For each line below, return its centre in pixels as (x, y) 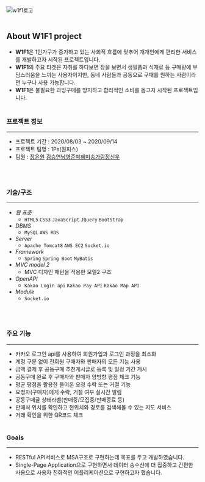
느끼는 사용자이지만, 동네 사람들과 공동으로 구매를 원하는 (108, 74)
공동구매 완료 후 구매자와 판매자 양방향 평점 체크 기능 (78, 376)
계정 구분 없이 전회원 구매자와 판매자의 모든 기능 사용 (78, 361)
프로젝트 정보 (24, 121)
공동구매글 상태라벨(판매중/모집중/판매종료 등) (70, 400)
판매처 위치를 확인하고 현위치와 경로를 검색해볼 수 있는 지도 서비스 (93, 407)
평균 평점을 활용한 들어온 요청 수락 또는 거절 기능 (73, 384)
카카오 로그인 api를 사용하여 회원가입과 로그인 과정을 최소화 (86, 354)
